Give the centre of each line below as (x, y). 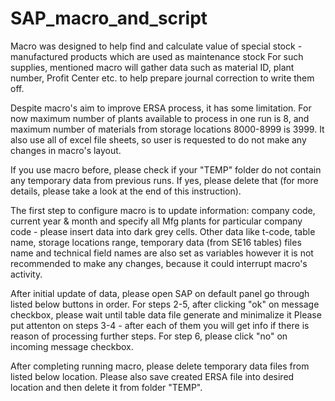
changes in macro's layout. (66, 150)
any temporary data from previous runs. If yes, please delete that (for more (164, 180)
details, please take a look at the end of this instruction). (126, 191)
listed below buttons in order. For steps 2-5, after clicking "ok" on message (165, 304)
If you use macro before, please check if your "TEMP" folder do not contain (166, 169)
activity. (26, 274)
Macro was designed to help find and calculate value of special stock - (156, 46)
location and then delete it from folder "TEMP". (106, 387)
